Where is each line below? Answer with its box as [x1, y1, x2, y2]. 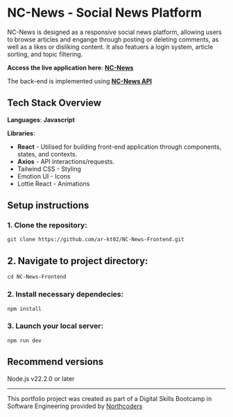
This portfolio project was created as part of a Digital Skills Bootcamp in [7, 394, 212, 402]
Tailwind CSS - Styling [17, 165, 81, 173]
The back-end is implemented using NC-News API [7, 76, 153, 85]
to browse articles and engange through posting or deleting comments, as [7, 35, 219, 43]
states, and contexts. [17, 149, 78, 158]
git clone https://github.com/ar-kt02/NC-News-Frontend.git [7, 236, 185, 243]
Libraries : [7, 129, 35, 137]
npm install [7, 305, 42, 312]
